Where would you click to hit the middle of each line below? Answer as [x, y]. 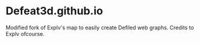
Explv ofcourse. [25, 33]
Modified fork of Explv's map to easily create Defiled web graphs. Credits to [100, 27]
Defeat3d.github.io [55, 11]
